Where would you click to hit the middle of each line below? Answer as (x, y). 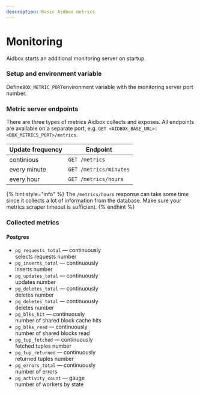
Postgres (18, 237)
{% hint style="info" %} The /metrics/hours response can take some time (98, 194)
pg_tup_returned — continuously (55, 352)
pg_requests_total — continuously (58, 250)
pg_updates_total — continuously (56, 276)
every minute (28, 170)
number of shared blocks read (52, 333)
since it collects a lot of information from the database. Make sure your (94, 201)
